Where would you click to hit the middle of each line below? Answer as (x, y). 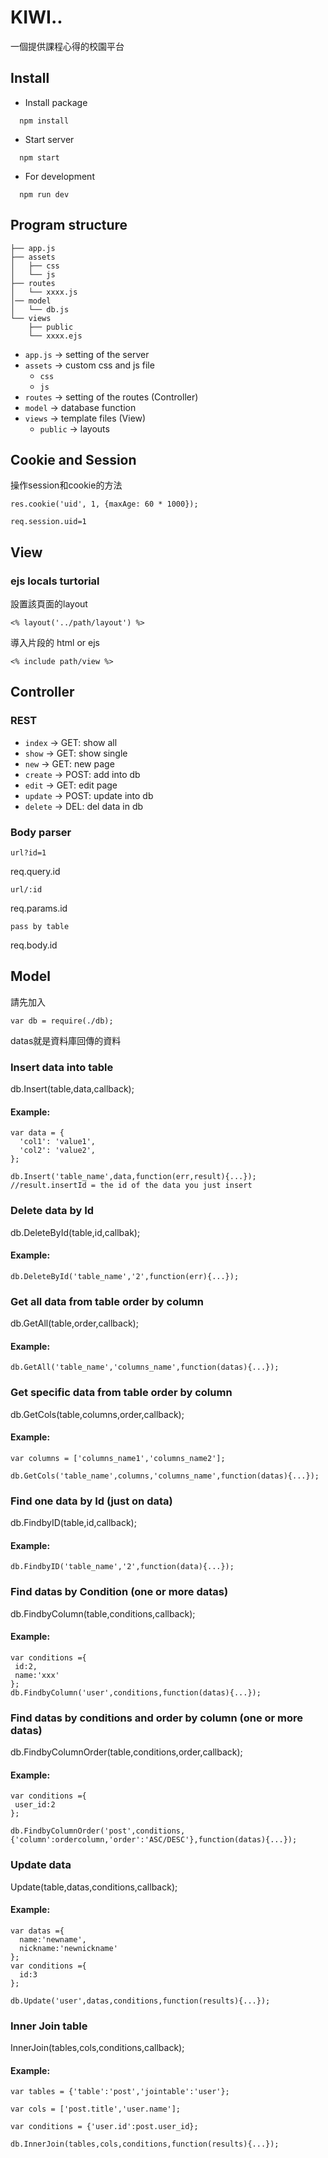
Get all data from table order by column (107, 1301)
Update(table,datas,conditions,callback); (94, 1887)
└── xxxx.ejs (55, 336)
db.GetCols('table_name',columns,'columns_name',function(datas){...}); (165, 1476)
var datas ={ (37, 1931)
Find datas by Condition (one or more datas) (119, 1592)
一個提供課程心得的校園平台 (67, 46)
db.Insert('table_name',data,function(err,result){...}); (133, 1177)
